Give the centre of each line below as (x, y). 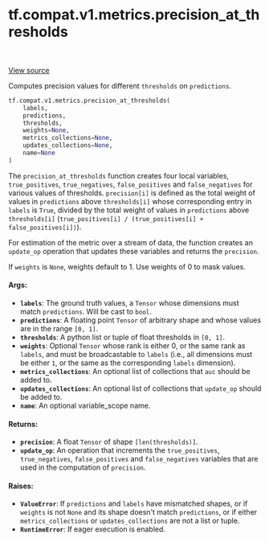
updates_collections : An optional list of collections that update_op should (141, 388)
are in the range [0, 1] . (59, 329)
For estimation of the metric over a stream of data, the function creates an (130, 242)
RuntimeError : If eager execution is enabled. (93, 529)
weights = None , (46, 130)
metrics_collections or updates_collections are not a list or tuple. (130, 521)
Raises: (21, 486)
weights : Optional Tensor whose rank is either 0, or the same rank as (132, 346)
